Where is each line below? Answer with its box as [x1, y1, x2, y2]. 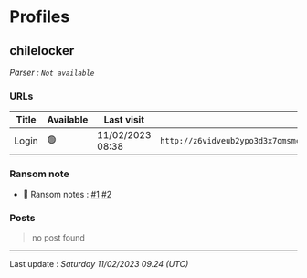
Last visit [103, 113, 144, 126]
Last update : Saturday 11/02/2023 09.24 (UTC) [9, 258, 189, 269]
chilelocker [9, 43, 75, 59]
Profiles [9, 6, 70, 27]
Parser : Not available [9, 67, 95, 78]
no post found [31, 231, 85, 243]
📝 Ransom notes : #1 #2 [22, 188, 112, 199]
